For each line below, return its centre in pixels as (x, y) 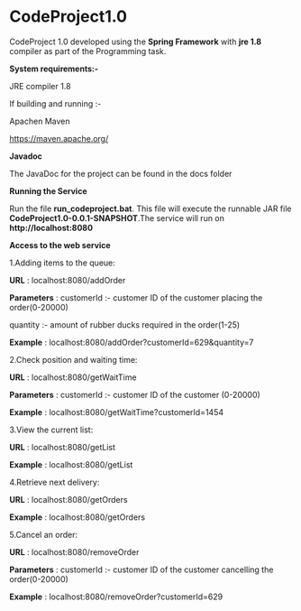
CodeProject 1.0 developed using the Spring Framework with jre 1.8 (136, 42)
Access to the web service (60, 245)
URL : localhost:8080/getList (62, 447)
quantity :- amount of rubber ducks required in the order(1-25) (125, 324)
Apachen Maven (40, 121)
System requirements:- (54, 69)
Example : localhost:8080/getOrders (78, 517)
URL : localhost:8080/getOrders (68, 499)
